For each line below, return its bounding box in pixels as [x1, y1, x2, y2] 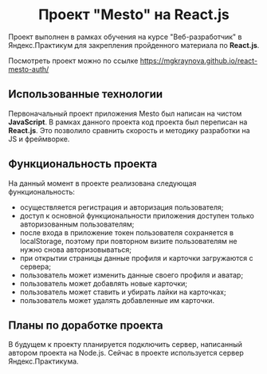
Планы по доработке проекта [8, 318, 163, 332]
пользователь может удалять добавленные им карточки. [19, 295, 215, 305]
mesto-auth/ [8, 64, 49, 73]
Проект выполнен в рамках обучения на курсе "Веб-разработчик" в [8, 32, 242, 41]
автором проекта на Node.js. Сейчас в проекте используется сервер [8, 348, 245, 358]
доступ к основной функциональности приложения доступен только [19, 211, 255, 220]
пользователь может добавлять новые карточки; [19, 278, 188, 288]
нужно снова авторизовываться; [19, 245, 132, 254]
